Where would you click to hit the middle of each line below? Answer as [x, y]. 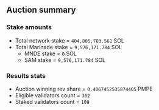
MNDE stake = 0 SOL [51, 53]
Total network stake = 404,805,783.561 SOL [70, 40]
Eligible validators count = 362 [52, 95]
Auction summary [41, 10]
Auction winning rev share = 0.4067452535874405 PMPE [84, 89]
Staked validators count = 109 [52, 101]
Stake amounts [29, 27]
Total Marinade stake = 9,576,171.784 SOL [69, 47]
